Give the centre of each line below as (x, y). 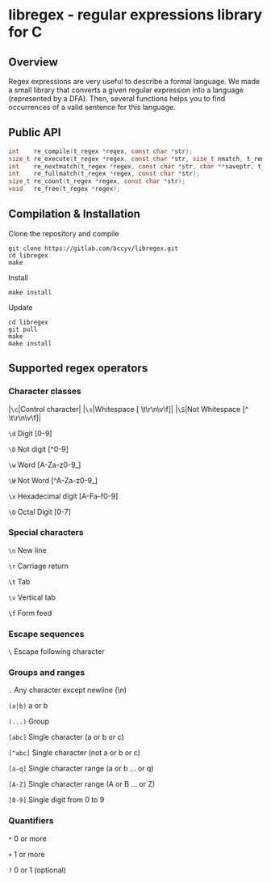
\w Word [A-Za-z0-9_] (45, 465)
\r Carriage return (39, 566)
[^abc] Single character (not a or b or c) (75, 753)
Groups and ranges (47, 673)
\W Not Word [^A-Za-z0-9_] (53, 480)
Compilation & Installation (75, 214)
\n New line (27, 550)
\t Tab (19, 581)
